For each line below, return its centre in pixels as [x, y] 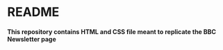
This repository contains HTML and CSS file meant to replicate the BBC [112, 31]
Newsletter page [32, 39]
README [33, 12]
